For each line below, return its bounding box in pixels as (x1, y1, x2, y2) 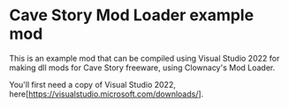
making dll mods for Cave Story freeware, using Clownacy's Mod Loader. (9, 62, 276, 73)
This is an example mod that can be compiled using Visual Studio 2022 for (9, 53, 280, 63)
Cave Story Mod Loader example (9, 5, 255, 25)
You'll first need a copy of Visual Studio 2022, (9, 79, 177, 90)
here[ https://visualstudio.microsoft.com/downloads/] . (9, 89, 204, 99)
